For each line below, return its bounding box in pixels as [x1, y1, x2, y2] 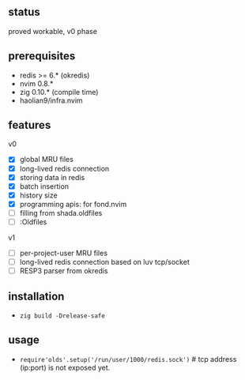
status [8, 6, 41, 19]
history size [19, 190, 58, 200]
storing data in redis [19, 172, 85, 182]
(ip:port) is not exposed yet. [19, 363, 111, 372]
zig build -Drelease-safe [19, 311, 105, 320]
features [8, 119, 51, 132]
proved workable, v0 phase [8, 26, 97, 36]
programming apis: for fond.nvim [19, 199, 127, 209]
